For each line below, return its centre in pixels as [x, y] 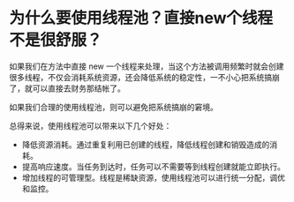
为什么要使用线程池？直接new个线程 [141, 18]
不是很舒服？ [56, 40]
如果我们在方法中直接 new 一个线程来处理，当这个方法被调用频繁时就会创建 [147, 66]
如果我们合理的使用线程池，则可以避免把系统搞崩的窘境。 [113, 107]
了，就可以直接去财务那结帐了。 [67, 88]
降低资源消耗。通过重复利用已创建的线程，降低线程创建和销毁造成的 [146, 144]
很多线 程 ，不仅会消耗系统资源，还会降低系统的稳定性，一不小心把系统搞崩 [144, 77]
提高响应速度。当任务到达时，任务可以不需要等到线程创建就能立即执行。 [153, 166]
